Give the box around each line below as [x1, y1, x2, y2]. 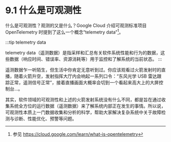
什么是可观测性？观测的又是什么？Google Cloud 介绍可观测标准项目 [5, 22, 147, 28]
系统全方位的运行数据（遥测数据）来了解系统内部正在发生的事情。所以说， [9, 102, 166, 109]
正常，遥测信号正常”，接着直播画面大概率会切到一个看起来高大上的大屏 [9, 79, 159, 85]
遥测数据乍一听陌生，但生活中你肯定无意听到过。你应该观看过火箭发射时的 [5, 66, 161, 73]
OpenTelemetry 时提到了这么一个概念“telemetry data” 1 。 [5, 28, 124, 35]
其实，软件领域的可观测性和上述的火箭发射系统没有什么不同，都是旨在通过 [5, 96, 161, 102]
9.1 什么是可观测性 [5, 5, 81, 16]
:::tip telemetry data [5, 39, 46, 45]
